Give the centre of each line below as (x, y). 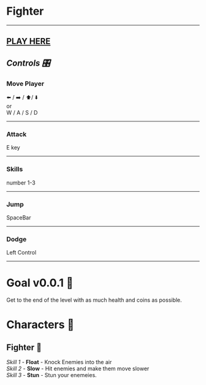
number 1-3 (21, 183)
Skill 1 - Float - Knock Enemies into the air (59, 362)
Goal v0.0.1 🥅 (40, 283)
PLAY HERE (29, 41)
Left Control (21, 253)
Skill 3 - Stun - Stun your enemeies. (51, 375)
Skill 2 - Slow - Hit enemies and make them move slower (78, 368)
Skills (15, 169)
